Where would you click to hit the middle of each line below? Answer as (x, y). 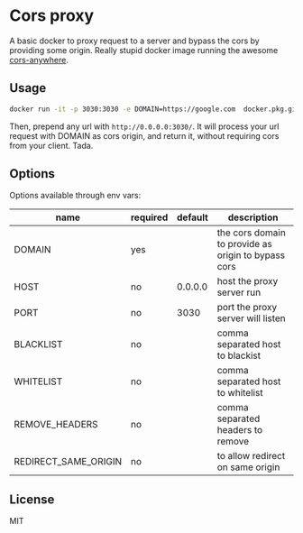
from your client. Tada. (51, 145)
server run (239, 292)
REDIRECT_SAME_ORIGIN (68, 462)
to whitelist (240, 393)
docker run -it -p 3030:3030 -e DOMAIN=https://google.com (123, 109)
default (193, 217)
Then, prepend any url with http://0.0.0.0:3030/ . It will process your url (144, 126)
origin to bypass (251, 255)
